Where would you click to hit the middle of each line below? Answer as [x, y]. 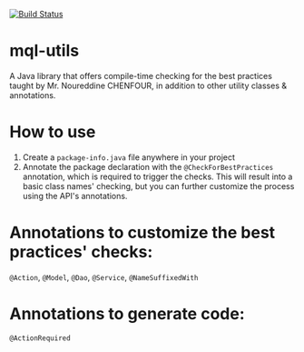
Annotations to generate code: [127, 314]
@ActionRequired [40, 338]
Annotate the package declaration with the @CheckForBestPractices [148, 166]
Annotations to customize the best [142, 233]
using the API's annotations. [75, 196]
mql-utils [44, 51]
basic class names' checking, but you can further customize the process [158, 186]
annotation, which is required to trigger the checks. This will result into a [157, 176]
